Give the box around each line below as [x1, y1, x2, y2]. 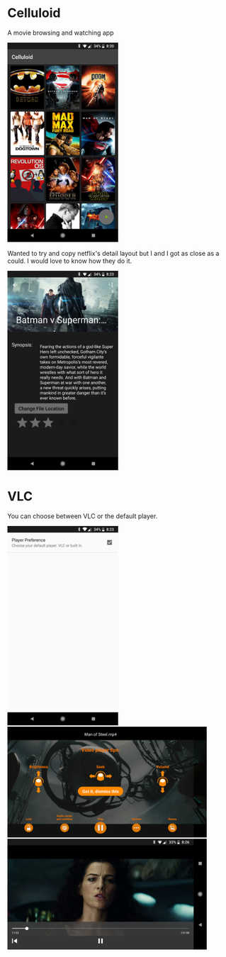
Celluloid [7, 5, 61, 21]
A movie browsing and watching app [7, 28, 114, 37]
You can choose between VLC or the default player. [7, 512, 158, 520]
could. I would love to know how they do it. [7, 257, 132, 265]
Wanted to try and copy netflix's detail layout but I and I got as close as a [7, 249, 220, 257]
